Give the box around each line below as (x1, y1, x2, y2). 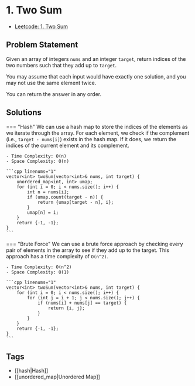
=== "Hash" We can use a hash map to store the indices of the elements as (6, 123, 189, 130)
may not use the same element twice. (6, 79, 97, 86)
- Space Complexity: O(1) (6, 269, 69, 275)
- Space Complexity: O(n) (6, 158, 69, 164)
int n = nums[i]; (27, 189, 69, 195)
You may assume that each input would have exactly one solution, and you (6, 73, 186, 80)
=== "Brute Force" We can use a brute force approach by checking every (6, 240, 183, 247)
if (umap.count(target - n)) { (27, 194, 104, 200)
